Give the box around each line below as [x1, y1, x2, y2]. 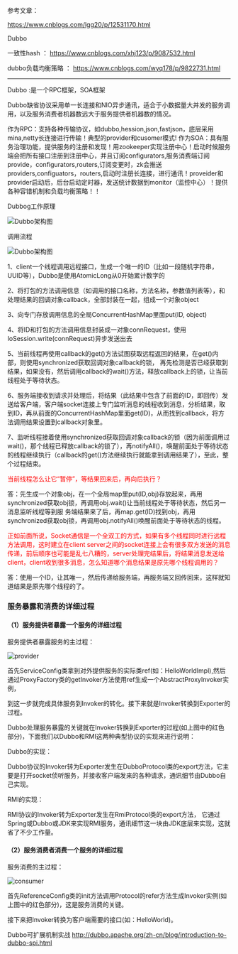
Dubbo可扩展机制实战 [7, 931, 71, 939]
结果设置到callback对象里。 [25, 418, 107, 426]
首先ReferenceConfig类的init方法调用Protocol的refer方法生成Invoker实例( [7, 891, 221, 900]
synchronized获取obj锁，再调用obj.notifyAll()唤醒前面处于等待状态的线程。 [7, 516, 225, 524]
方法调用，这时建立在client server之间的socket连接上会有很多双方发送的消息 [7, 541, 231, 548]
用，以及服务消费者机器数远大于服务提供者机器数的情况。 [7, 109, 175, 118]
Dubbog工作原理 [7, 202, 56, 210]
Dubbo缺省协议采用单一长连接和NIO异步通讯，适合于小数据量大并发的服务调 [7, 101, 230, 109]
